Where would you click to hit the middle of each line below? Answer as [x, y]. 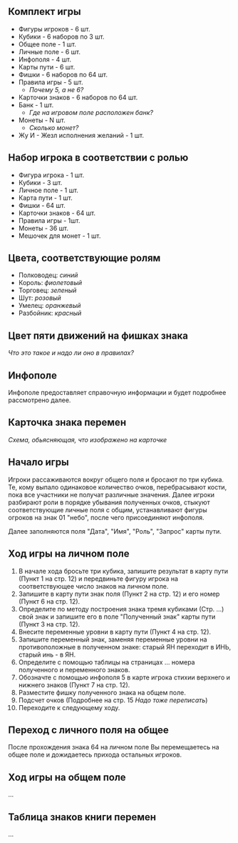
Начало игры [39, 463]
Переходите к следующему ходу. [69, 707]
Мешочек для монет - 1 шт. [59, 236]
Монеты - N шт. [42, 120]
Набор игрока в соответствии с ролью [98, 158]
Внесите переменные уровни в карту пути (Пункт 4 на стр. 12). [115, 632]
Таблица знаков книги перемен [82, 817]
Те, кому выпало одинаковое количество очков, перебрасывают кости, [118, 487]
